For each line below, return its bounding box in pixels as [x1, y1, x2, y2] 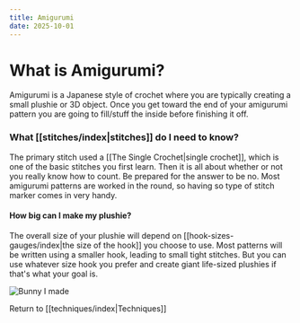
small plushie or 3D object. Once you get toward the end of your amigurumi [9, 100, 288, 110]
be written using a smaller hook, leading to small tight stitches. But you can [9, 249, 287, 260]
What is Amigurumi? [9, 60, 165, 81]
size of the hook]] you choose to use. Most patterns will [75, 240, 283, 250]
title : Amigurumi [9, 13, 75, 22]
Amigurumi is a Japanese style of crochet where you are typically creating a [9, 90, 292, 100]
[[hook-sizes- [183, 230, 234, 240]
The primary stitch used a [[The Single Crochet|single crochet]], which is [9, 152, 279, 162]
